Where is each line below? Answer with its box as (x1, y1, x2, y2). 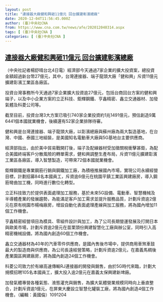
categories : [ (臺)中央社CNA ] (5, 34, 65, 39)
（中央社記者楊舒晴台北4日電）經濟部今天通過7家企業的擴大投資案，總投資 (5, 67, 155, 73)
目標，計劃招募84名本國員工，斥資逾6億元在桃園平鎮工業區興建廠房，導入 (5, 173, 154, 179)
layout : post (5, 7, 32, 12)
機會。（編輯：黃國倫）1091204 (5, 292, 67, 298)
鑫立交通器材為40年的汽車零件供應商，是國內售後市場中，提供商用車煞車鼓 (5, 241, 155, 247)
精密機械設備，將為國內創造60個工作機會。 (5, 230, 91, 236)
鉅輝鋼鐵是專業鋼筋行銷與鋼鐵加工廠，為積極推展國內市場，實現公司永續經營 (5, 167, 158, 173)
